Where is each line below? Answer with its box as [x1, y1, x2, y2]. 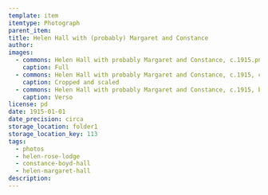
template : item [8, 11, 59, 20]
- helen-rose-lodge [15, 152, 81, 160]
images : [8, 49, 34, 57]
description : [8, 174, 52, 183]
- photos [15, 145, 45, 153]
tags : [8, 137, 26, 146]
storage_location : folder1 [8, 123, 98, 131]
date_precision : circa [8, 115, 84, 123]
